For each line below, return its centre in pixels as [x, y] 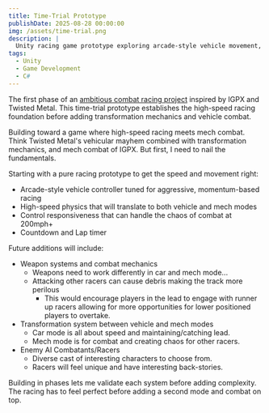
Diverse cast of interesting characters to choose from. [122, 358]
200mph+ [37, 224]
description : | [34, 38]
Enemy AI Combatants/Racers [70, 350]
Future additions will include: [56, 248]
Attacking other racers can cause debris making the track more [137, 281]
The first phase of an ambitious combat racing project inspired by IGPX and [134, 99]
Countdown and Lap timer [63, 232]
